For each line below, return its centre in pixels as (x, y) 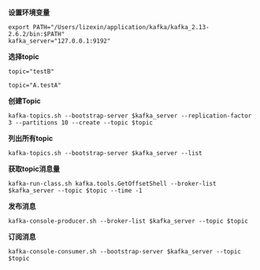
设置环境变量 (29, 12)
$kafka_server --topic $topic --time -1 (76, 190)
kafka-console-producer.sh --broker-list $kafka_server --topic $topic (128, 221)
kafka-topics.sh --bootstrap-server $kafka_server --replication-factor (130, 116)
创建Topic (24, 101)
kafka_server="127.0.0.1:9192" (59, 41)
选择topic (24, 57)
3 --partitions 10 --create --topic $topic (81, 123)
